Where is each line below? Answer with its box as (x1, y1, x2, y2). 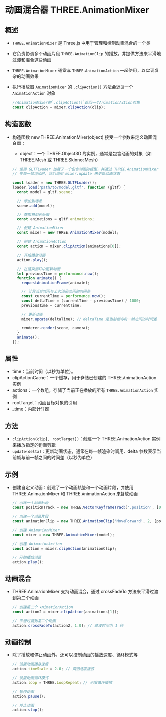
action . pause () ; (12, 694, 46, 699)
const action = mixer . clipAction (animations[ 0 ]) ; (17, 244, 121, 249)
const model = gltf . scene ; (17, 190, 73, 195)
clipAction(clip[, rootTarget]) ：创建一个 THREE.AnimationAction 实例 (12, 435, 161, 442)
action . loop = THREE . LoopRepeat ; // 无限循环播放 (12, 680, 112, 685)
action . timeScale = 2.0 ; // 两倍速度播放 (12, 666, 95, 672)
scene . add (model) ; (17, 203, 55, 208)
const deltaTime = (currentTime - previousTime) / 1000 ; (21, 298, 141, 303)
